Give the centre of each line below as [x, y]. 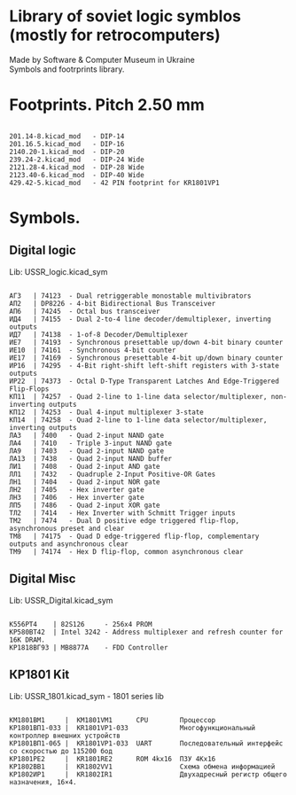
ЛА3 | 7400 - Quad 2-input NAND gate [87, 435]
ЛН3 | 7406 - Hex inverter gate [77, 497]
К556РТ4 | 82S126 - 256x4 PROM [81, 624]
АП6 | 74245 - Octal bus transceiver [85, 311]
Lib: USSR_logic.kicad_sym [58, 271]
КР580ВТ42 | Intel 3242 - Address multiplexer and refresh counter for [146, 632]
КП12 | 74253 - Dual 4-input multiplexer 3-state [106, 412]
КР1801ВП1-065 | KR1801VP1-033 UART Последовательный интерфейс [146, 743]
